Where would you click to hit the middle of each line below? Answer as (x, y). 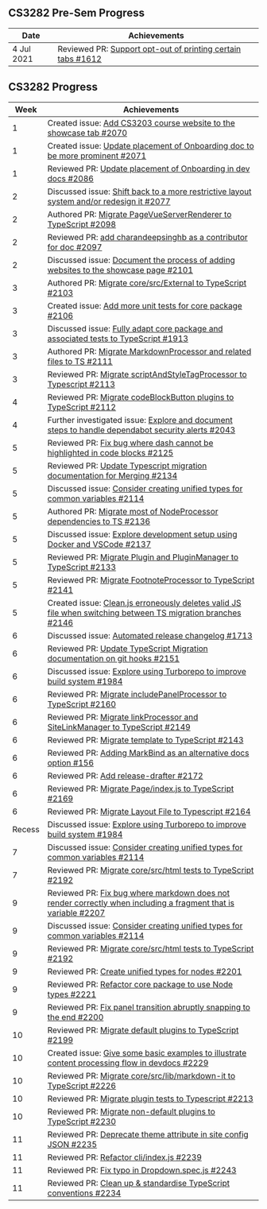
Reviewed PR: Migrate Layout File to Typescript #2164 (149, 812)
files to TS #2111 (80, 361)
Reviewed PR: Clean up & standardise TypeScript (139, 1183)
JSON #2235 (72, 1144)
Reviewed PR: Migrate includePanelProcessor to (137, 694)
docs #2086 (70, 178)
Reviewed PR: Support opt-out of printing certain (149, 48)
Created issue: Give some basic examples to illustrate (147, 1052)
